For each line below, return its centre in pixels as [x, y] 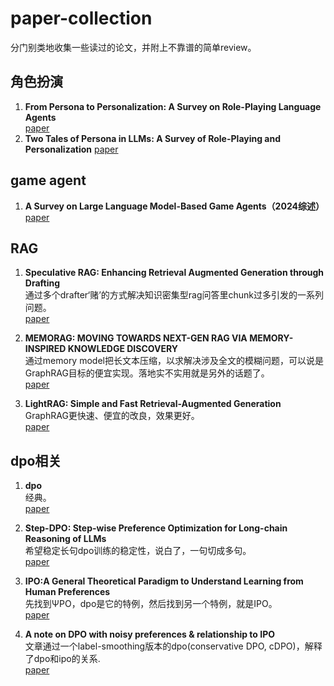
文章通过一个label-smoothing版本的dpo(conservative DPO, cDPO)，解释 [173, 646]
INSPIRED [45, 349]
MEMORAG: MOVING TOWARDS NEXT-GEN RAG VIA [136, 338]
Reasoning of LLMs [65, 539]
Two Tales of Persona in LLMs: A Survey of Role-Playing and [153, 138]
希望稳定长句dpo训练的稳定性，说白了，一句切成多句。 [138, 551]
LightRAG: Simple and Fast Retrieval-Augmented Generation [153, 404]
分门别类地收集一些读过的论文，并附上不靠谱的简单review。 [133, 47]
